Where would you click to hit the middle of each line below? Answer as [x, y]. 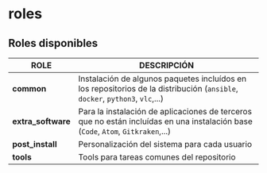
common [29, 88]
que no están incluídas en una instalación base [165, 121]
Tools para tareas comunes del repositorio [157, 157]
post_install [35, 144]
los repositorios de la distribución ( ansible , [158, 88]
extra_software [41, 121]
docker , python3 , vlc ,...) [121, 98]
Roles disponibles [53, 43]
